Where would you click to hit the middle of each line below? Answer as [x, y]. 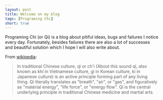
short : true [17, 23]
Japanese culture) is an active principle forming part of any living [82, 77]
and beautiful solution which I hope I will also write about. [63, 47]
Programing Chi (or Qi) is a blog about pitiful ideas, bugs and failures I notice [82, 37]
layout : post [18, 10]
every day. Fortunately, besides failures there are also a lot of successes [78, 42]
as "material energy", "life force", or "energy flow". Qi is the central [84, 87]
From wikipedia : [21, 57]
